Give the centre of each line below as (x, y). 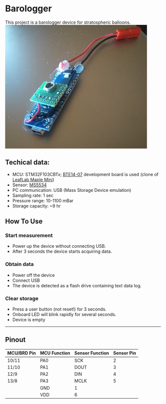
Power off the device (34, 275)
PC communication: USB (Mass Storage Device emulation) (72, 190)
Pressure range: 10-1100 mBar (43, 200)
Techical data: (27, 162)
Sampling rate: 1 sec (33, 195)
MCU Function (55, 353)
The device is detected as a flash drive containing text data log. (77, 285)
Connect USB (26, 280)
